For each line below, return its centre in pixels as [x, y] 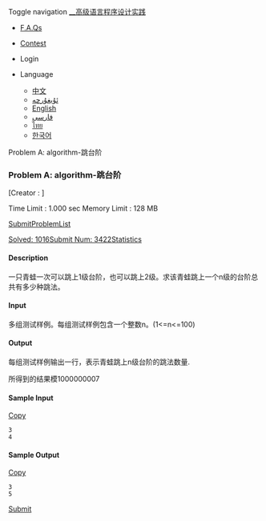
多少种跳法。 [43, 287]
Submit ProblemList [40, 224]
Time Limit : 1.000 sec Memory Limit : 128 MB [83, 208]
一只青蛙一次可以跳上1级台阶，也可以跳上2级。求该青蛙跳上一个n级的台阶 [130, 277]
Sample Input [31, 398]
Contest [33, 43]
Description [28, 258]
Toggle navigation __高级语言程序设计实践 [77, 12]
